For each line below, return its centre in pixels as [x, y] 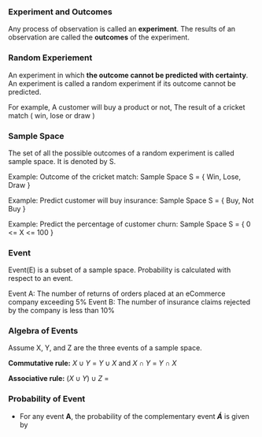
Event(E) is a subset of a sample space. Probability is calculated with [120, 270]
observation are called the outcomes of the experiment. [99, 37]
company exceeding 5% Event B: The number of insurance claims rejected [129, 302]
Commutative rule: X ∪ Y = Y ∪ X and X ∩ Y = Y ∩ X [92, 363]
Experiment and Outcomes [60, 12]
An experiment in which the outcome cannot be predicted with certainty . [128, 75]
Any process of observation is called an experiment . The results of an [122, 29]
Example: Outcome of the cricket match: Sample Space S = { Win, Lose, [125, 177]
